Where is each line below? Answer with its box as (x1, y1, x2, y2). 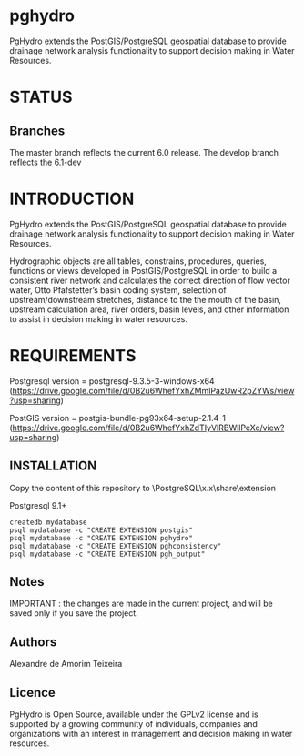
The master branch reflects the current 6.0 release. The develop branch (9, 146, 279, 157)
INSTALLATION (9, 459, 97, 474)
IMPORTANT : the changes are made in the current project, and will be (9, 598, 273, 610)
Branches (9, 123, 66, 138)
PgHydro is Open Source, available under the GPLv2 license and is (9, 709, 258, 720)
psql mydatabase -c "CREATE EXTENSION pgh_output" (9, 549, 206, 559)
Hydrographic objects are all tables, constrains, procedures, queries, (9, 256, 267, 267)
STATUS (9, 87, 73, 107)
